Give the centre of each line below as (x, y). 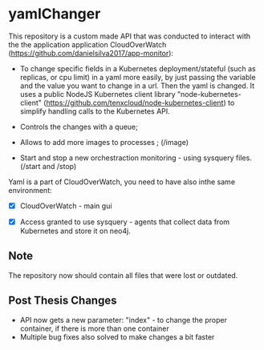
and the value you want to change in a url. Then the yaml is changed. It (137, 86)
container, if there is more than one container (95, 328)
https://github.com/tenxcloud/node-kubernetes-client (135, 103)
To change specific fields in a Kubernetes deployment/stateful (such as (138, 68)
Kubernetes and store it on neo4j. (75, 231)
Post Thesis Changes (63, 301)
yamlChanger (55, 14)
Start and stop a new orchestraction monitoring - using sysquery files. (136, 158)
